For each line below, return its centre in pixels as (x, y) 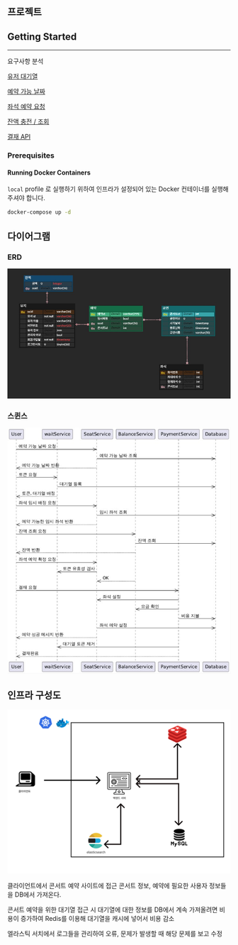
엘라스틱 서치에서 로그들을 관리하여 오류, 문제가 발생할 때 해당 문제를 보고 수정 (115, 933)
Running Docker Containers (49, 173)
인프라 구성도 (34, 695)
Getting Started (42, 37)
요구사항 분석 (25, 61)
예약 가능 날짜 (27, 92)
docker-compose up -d (39, 212)
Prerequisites (31, 155)
